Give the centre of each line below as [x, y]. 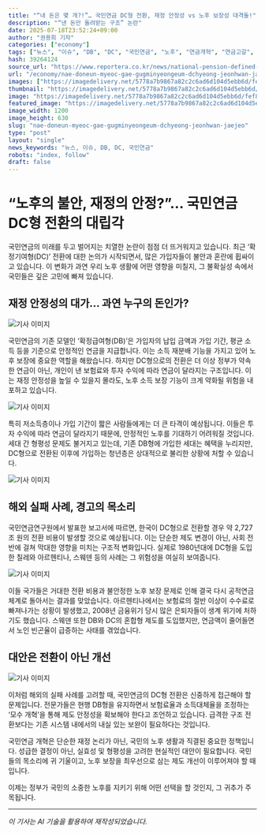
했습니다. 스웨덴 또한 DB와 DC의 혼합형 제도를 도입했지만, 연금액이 [125, 620]
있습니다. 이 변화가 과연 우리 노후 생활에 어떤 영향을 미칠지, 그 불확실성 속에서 [135, 267]
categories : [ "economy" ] [49, 45]
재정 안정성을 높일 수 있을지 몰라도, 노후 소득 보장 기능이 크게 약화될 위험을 [131, 380]
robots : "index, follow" [49, 155]
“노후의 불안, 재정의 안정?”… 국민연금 [123, 204]
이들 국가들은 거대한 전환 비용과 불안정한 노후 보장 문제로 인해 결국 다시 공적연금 [131, 590]
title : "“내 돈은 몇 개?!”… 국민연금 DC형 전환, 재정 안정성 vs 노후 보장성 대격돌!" [132, 15]
